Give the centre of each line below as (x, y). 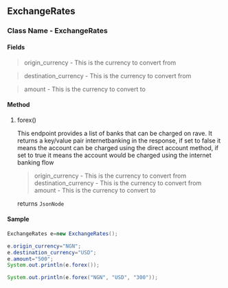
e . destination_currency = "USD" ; (52, 252)
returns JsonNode (41, 203)
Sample (18, 219)
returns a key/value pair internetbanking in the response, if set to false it (119, 141)
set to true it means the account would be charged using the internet (114, 155)
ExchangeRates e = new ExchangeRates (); (62, 233)
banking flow (35, 162)
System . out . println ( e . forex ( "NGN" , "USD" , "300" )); (82, 278)
